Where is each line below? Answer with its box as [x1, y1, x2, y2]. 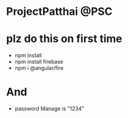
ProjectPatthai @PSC [6, 5, 113, 18]
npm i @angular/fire [14, 64, 64, 72]
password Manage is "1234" [14, 105, 85, 112]
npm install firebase [14, 58, 64, 66]
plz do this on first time [6, 32, 123, 46]
